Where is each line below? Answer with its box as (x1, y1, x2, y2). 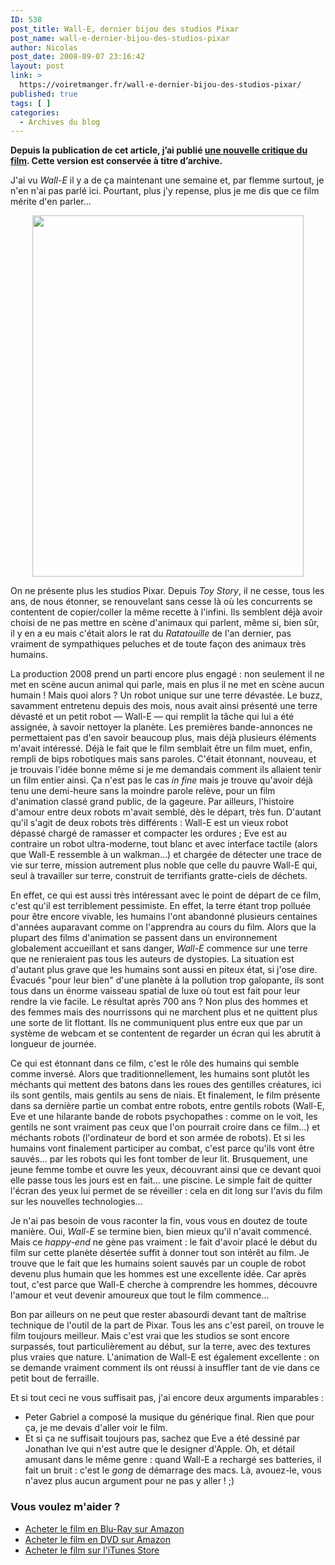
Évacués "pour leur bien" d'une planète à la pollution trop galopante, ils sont (10, 974, 325, 986)
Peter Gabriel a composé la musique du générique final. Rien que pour (24, 1411, 315, 1423)
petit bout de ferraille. (10, 1372, 100, 1385)
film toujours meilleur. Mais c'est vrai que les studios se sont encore (10, 1330, 290, 1342)
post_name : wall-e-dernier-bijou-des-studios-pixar (10, 33, 230, 43)
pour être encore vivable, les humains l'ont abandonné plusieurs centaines (10, 911, 318, 923)
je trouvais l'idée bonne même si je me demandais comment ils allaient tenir (10, 764, 322, 776)
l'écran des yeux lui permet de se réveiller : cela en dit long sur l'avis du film (10, 1185, 323, 1197)
